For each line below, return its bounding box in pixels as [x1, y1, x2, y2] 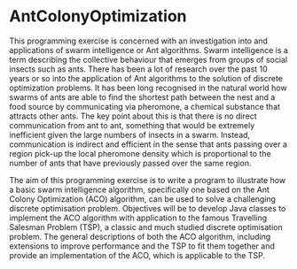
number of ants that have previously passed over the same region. [9, 158, 252, 168]
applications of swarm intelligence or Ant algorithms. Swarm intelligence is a [9, 44, 288, 55]
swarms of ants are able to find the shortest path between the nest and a [9, 91, 276, 103]
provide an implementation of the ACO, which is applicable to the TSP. [9, 250, 266, 260]
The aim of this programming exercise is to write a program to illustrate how [9, 174, 286, 185]
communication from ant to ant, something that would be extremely [9, 119, 255, 130]
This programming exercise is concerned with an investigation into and [9, 35, 269, 46]
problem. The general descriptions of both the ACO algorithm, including [9, 231, 271, 242]
